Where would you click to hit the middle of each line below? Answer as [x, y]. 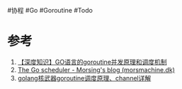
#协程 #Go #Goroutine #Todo [50, 10]
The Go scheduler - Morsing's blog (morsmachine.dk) [96, 69]
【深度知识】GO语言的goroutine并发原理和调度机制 [92, 62]
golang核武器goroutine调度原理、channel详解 [84, 78]
